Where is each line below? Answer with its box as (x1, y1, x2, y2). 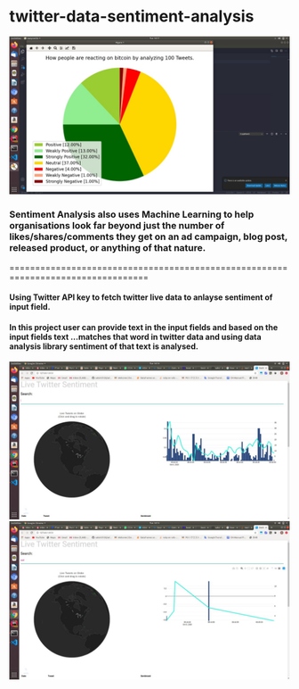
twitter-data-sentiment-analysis (9, 6, 255, 27)
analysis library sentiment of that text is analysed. (9, 341, 198, 352)
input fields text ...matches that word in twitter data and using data (9, 331, 262, 342)
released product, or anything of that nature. (9, 242, 206, 254)
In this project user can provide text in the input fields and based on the (9, 321, 279, 332)
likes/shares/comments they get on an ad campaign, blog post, (9, 230, 288, 243)
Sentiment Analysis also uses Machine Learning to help (9, 208, 255, 220)
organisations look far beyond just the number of (9, 220, 225, 232)
